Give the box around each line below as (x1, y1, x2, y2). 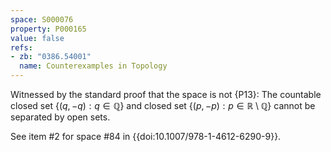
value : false (10, 33, 65, 43)
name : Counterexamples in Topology (19, 61, 168, 71)
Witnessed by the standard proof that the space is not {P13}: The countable (10, 89, 322, 100)
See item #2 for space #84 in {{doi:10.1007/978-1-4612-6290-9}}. (10, 131, 282, 142)
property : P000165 (10, 24, 87, 34)
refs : (10, 42, 33, 53)
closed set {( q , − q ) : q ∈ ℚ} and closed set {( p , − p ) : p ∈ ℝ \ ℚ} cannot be (10, 100, 316, 111)
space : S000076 (10, 14, 74, 25)
